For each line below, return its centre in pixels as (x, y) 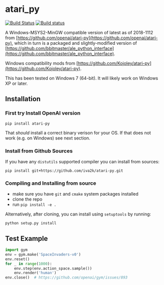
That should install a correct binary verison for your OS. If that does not (78, 133)
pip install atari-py (28, 123)
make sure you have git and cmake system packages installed (75, 194)
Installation (23, 99)
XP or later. (17, 83)
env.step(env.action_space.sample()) (53, 268)
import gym (16, 250)
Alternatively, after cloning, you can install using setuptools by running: (78, 214)
